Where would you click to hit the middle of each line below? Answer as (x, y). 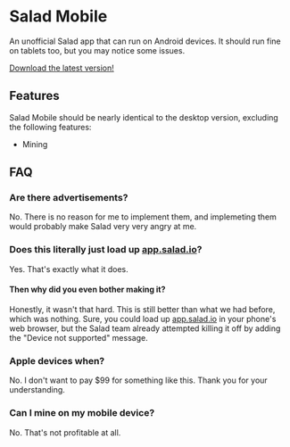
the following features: (50, 127)
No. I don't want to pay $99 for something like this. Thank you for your (138, 380)
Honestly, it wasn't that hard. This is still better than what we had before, (142, 309)
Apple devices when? (57, 360)
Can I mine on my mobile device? (82, 413)
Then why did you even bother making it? (87, 290)
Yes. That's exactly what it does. (69, 269)
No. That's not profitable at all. (65, 432)
